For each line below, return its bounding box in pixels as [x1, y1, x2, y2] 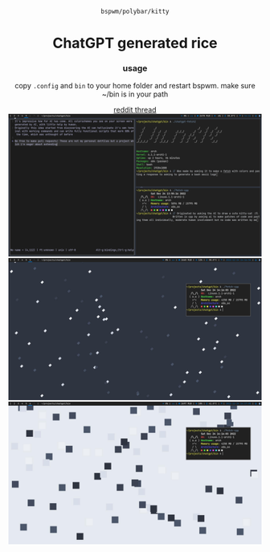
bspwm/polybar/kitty [100, 7, 170, 15]
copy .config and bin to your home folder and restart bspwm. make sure [14, 81, 256, 91]
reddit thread [113, 105, 157, 115]
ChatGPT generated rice [51, 35, 219, 52]
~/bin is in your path [101, 89, 169, 99]
